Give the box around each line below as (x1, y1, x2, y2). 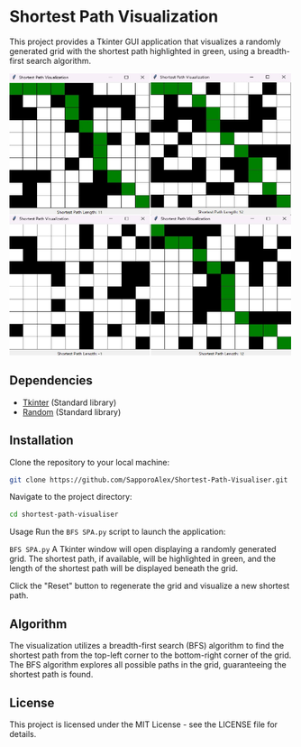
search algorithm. (25, 55, 92, 66)
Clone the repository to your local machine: (9, 456, 170, 467)
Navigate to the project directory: (9, 492, 132, 503)
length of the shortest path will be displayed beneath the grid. (9, 563, 239, 574)
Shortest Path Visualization (9, 6, 219, 27)
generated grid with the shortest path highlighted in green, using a (9, 45, 256, 56)
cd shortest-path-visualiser (9, 510, 119, 520)
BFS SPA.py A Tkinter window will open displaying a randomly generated (9, 544, 277, 555)
